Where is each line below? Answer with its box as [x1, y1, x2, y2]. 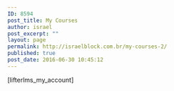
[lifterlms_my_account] [7, 75, 74, 84]
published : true [7, 50, 56, 57]
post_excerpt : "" [7, 30, 59, 37]
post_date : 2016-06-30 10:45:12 [7, 56, 103, 63]
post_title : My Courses [7, 17, 78, 24]
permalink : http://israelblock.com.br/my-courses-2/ [7, 43, 168, 50]
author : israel [7, 23, 53, 30]
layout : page [7, 37, 46, 44]
